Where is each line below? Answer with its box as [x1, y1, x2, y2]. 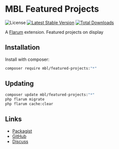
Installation [5, 43, 40, 52]
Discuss [12, 138, 28, 144]
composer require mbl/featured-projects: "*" [5, 66, 97, 71]
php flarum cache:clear [5, 101, 54, 106]
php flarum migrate [5, 97, 45, 102]
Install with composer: [5, 56, 50, 62]
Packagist [12, 128, 33, 134]
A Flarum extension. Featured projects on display [5, 29, 104, 35]
